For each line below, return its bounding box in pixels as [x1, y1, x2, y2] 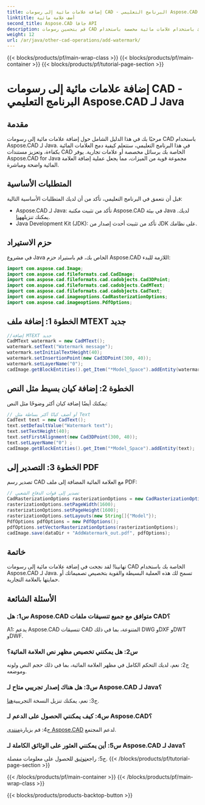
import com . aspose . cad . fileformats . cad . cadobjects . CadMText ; [7, 282, 165, 288]
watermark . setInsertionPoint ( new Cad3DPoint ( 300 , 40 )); [7, 355, 151, 362]
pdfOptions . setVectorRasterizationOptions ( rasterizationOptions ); [7, 524, 179, 531]
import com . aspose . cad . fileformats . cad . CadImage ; [7, 271, 136, 277]
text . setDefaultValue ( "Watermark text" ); [7, 423, 114, 429]
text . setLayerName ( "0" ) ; [7, 440, 72, 446]
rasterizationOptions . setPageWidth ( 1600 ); [7, 501, 116, 508]
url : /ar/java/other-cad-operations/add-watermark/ [7, 37, 141, 43]
